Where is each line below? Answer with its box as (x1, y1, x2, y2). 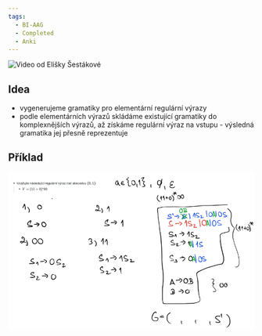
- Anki (15, 38, 37, 45)
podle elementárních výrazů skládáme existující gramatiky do (19, 112, 217, 121)
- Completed (15, 29, 55, 37)
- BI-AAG (15, 20, 44, 29)
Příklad (8, 151, 44, 164)
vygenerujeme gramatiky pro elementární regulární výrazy (19, 103, 207, 113)
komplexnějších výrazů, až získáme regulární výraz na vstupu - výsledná (19, 120, 254, 129)
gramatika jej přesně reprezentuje (19, 128, 128, 138)
